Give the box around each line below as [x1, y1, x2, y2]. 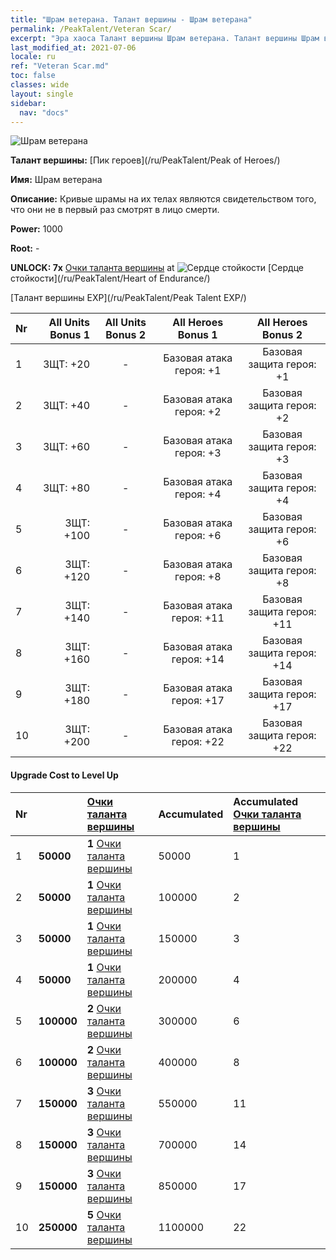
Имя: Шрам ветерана [10, 174, 103, 186]
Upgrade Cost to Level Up [10, 769, 119, 781]
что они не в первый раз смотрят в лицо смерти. [10, 204, 220, 216]
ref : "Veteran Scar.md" [10, 61, 110, 71]
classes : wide [10, 80, 70, 90]
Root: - [10, 242, 40, 255]
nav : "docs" [19, 107, 70, 118]
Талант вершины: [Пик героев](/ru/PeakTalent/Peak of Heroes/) [10, 154, 281, 166]
